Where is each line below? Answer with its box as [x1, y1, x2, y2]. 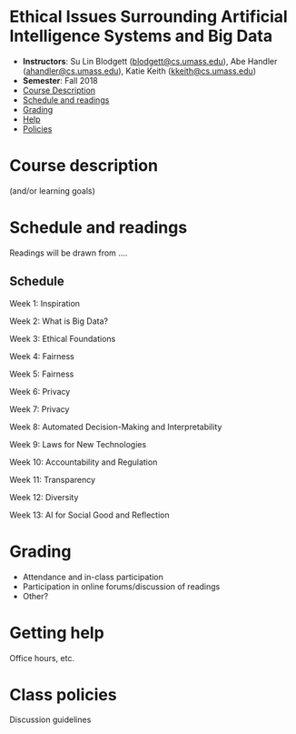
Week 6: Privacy [9, 386, 71, 397]
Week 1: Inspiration [9, 297, 80, 308]
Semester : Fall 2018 [22, 75, 98, 85]
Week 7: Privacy [9, 403, 70, 415]
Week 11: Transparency [9, 474, 96, 485]
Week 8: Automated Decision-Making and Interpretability [9, 421, 222, 432]
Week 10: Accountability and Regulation [9, 457, 158, 468]
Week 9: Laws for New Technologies [9, 438, 147, 449]
